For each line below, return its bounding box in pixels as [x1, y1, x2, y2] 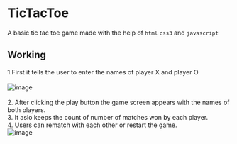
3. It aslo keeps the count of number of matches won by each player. [7, 113, 208, 121]
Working [7, 49, 46, 61]
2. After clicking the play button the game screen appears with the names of [7, 98, 230, 106]
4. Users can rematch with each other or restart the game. [7, 121, 177, 129]
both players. [7, 105, 46, 114]
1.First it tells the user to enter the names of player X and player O [7, 67, 199, 76]
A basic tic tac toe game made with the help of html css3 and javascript [7, 28, 219, 37]
